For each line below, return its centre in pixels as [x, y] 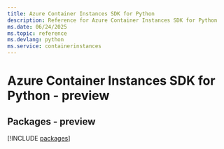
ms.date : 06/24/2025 [37, 27]
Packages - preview [51, 121]
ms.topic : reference [37, 33]
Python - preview [58, 96]
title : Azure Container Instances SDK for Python [81, 14]
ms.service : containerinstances [54, 46]
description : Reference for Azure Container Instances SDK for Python [112, 20]
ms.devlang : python [36, 40]
